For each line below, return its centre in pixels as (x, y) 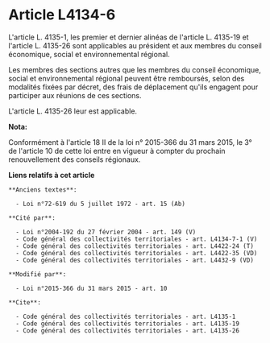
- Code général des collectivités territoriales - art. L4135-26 (128, 331)
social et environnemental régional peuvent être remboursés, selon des (127, 78)
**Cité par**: (32, 218)
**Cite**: (25, 302)
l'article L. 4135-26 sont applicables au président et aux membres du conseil (135, 45)
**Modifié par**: (37, 274)
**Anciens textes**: (43, 190)
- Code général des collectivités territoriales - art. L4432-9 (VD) (135, 260)
